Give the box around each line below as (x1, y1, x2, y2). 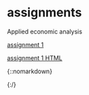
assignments (7, 5, 82, 21)
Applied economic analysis (7, 27, 83, 36)
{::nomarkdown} (7, 67, 53, 75)
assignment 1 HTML (7, 53, 63, 62)
